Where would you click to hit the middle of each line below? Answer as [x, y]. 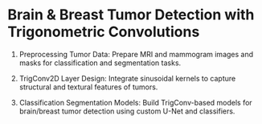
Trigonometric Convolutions [104, 32]
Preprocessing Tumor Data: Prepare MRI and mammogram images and [136, 54]
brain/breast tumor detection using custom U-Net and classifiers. [127, 111]
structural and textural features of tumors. [88, 87]
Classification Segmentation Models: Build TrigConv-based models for [135, 102]
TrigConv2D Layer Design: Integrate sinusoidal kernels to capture [127, 78]
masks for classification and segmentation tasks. [100, 63]
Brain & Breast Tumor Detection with [131, 15]
